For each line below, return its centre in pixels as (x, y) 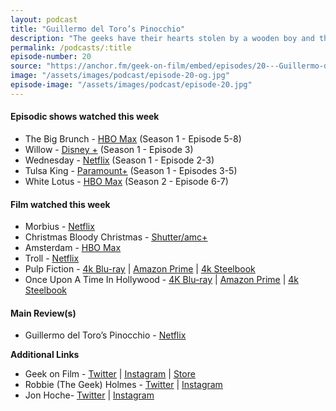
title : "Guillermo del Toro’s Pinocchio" (98, 29)
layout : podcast (44, 19)
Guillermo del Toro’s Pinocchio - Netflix (105, 335)
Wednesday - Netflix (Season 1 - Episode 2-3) (119, 160)
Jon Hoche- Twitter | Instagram (89, 395)
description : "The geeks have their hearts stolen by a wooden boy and (162, 38)
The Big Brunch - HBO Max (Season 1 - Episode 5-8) (133, 138)
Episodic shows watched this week (85, 117)
